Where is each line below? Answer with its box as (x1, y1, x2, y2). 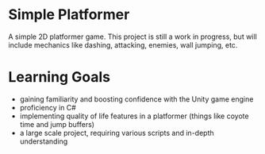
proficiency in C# (19, 102, 77, 112)
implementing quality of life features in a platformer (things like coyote (19, 111, 249, 121)
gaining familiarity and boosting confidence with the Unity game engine (19, 94, 254, 104)
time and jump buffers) (19, 119, 95, 129)
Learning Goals (8, 68, 111, 87)
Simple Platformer (8, 6, 130, 24)
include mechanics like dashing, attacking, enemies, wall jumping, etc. (8, 40, 238, 49)
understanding (19, 137, 68, 146)
